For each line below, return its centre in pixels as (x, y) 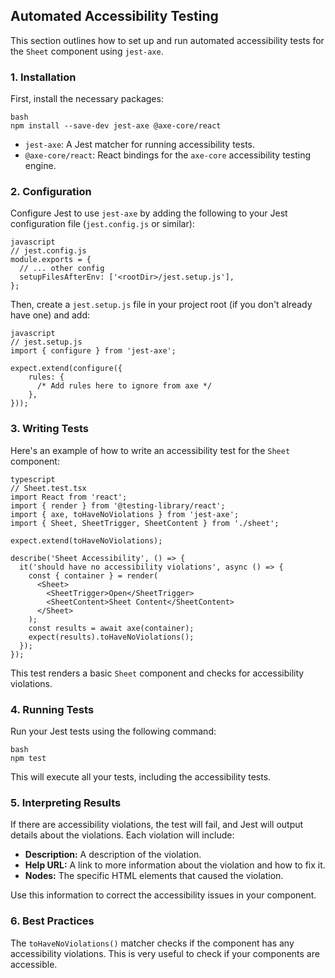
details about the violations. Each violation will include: (122, 835)
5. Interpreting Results (66, 802)
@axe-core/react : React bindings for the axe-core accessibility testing (167, 155)
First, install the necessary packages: (87, 99)
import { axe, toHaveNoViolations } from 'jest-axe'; (125, 514)
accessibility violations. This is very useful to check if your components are (165, 953)
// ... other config (62, 269)
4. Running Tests (52, 709)
